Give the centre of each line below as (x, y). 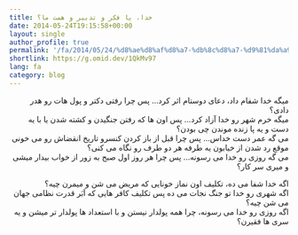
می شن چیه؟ (267, 202)
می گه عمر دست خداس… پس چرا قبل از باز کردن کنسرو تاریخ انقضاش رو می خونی (150, 137)
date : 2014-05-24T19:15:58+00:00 (71, 26)
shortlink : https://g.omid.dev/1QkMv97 (83, 59)
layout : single (37, 34)
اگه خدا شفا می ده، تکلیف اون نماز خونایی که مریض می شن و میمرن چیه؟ (166, 184)
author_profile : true (49, 42)
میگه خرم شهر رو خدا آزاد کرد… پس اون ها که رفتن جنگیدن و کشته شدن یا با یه (158, 119)
